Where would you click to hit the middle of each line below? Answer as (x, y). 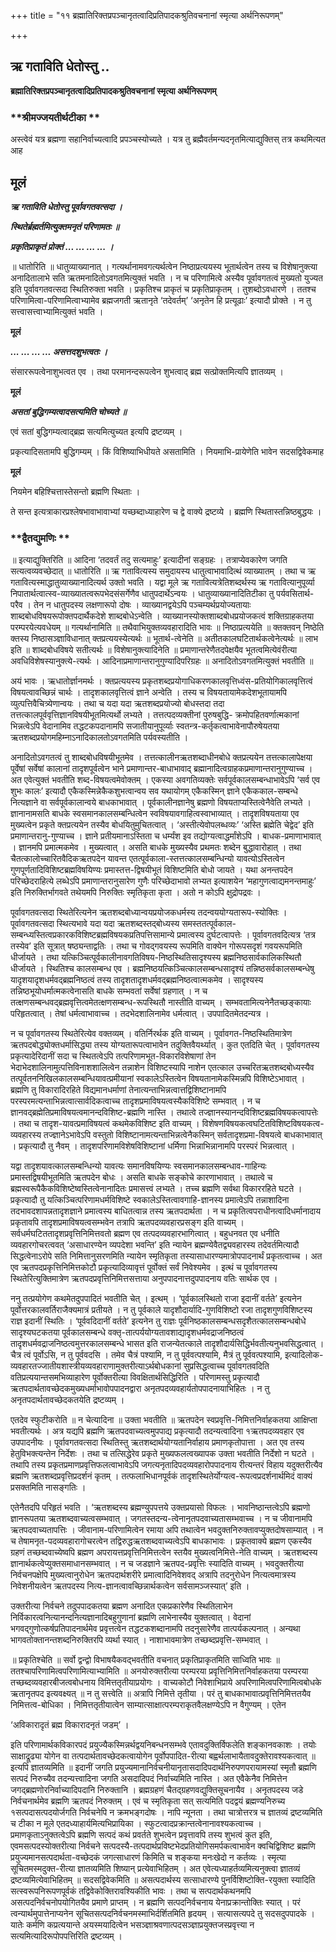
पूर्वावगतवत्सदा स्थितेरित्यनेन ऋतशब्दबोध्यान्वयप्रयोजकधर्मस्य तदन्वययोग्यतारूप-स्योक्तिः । (149, 912)
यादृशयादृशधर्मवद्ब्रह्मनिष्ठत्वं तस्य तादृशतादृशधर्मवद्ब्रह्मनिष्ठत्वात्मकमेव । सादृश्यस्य (137, 980)
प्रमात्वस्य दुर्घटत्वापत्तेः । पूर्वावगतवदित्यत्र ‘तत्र (246, 935)
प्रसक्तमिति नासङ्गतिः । (48, 1487)
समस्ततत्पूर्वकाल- (209, 924)
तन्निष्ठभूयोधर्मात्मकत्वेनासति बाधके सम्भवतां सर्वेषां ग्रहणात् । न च (109, 991)
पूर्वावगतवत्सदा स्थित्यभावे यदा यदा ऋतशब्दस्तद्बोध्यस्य (95, 924)
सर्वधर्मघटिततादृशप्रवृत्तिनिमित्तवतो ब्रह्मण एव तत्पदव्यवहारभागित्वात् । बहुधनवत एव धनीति (145, 1234)
